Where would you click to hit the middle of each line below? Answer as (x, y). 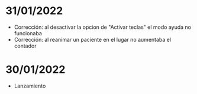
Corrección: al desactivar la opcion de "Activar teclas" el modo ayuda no (103, 27)
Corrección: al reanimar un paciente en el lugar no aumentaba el (93, 39)
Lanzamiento (30, 86)
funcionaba (28, 33)
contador (25, 46)
